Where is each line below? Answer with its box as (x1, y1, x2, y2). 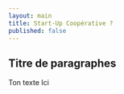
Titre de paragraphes (8, 56, 117, 70)
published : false (8, 27, 67, 35)
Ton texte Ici (8, 78, 50, 88)
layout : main (8, 11, 52, 20)
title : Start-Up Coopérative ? (8, 19, 114, 27)
